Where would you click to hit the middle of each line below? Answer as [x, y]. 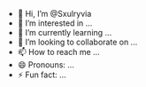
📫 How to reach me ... [58, 52]
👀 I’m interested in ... [55, 23]
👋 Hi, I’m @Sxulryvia [54, 14]
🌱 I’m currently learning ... [65, 32]
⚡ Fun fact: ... [42, 75]
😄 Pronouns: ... [46, 65]
